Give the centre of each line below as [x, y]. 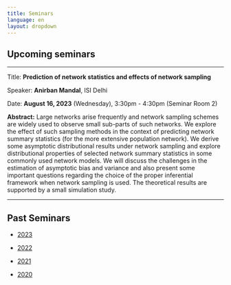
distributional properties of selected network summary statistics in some [110, 153]
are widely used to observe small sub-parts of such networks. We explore [112, 124]
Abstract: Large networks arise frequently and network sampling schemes [113, 117]
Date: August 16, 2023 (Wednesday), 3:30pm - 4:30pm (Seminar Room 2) [112, 104]
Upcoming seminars [51, 54]
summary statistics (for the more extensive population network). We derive [113, 139]
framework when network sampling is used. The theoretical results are [107, 183]
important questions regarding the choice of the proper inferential [100, 175]
